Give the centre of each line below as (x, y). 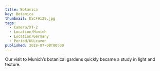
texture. (13, 64)
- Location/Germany (29, 37)
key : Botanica (19, 14)
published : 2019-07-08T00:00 (35, 45)
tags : (10, 23)
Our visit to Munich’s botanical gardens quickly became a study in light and (80, 59)
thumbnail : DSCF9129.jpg (30, 18)
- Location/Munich (28, 32)
